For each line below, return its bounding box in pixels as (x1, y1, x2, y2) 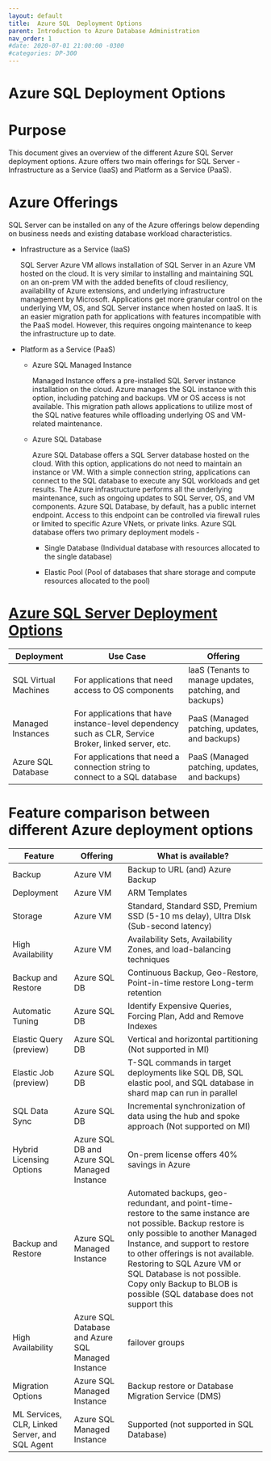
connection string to (73, 762, 151, 772)
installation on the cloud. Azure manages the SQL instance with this (31, 385, 256, 395)
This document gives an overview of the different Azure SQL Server (8, 148, 234, 158)
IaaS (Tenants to (188, 665, 250, 675)
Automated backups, (127, 1187, 206, 1198)
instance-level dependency (73, 718, 179, 728)
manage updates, (188, 674, 254, 686)
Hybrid (12, 1143, 39, 1155)
